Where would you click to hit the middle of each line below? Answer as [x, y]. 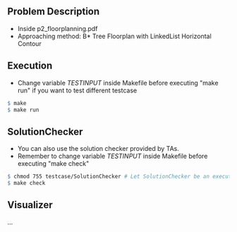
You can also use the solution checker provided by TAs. [98, 149]
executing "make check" [53, 164]
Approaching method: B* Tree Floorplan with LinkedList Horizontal [114, 36]
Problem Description [54, 12]
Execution [30, 66]
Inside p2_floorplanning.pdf [57, 28]
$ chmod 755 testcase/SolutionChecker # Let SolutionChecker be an [109, 177]
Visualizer [30, 205]
